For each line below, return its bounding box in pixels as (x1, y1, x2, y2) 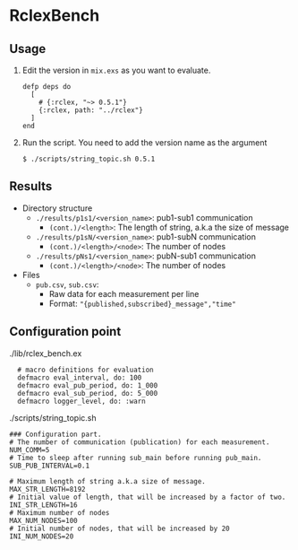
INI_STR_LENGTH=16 (9, 500, 78, 510)
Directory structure (21, 203, 93, 214)
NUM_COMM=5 (9, 445, 50, 454)
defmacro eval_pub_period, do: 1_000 (17, 380, 158, 390)
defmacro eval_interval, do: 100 (17, 373, 142, 382)
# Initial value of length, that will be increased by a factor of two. (9, 493, 286, 502)
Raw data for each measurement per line (48, 288, 200, 299)
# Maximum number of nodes (9, 508, 110, 517)
